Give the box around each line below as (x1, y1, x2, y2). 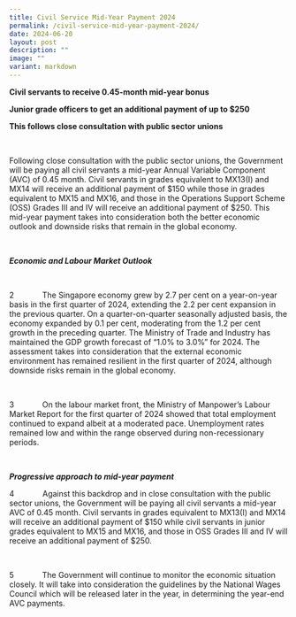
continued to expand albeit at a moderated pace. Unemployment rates (9, 418, 265, 428)
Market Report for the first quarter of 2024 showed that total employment (9, 408, 277, 419)
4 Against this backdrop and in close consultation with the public (9, 488, 271, 498)
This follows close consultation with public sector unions (9, 120, 224, 131)
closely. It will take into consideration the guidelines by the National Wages (9, 579, 281, 590)
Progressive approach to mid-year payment (9, 471, 175, 482)
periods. (9, 436, 40, 447)
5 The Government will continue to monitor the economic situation (9, 569, 277, 580)
